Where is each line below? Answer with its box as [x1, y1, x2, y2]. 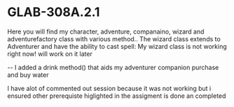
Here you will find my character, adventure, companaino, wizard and [7, 27, 205, 36]
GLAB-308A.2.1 [7, 4, 100, 20]
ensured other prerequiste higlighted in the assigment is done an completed [7, 92, 226, 100]
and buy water [7, 71, 49, 79]
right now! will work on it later [7, 50, 92, 58]
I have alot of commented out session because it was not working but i [7, 84, 212, 92]
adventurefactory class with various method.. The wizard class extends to [7, 34, 221, 43]
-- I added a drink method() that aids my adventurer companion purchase [7, 63, 219, 71]
